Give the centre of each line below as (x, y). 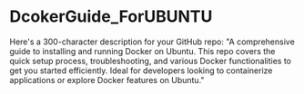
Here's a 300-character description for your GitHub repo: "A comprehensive (152, 42)
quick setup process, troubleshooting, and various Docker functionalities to (151, 61)
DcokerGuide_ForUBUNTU (111, 17)
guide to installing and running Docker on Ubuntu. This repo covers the (142, 51)
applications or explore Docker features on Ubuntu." (107, 80)
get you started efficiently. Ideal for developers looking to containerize (141, 70)
